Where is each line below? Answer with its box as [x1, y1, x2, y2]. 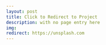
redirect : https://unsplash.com [6, 30, 84, 36]
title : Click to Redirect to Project [6, 14, 98, 20]
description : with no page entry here [6, 19, 100, 25]
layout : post [6, 8, 38, 15]
